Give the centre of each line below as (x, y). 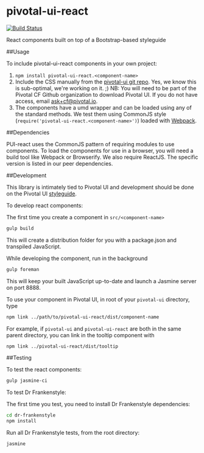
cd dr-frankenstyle (31, 415)
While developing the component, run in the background (77, 258)
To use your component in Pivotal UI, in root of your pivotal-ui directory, (98, 299)
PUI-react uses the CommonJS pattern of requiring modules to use (90, 144)
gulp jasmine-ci (27, 381)
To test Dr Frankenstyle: (36, 392)
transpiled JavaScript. (34, 246)
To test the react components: (44, 370)
